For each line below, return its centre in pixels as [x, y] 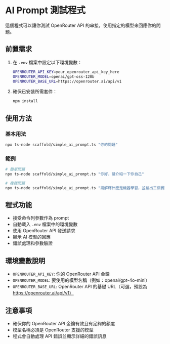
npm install [25, 101]
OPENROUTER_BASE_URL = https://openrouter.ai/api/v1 [67, 81]
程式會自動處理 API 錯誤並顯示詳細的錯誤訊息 [60, 336]
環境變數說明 [25, 261]
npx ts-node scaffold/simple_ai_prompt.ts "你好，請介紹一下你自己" [75, 174]
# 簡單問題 [15, 169]
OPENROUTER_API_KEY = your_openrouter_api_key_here [66, 72]
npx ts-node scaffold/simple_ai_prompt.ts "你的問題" [61, 145]
